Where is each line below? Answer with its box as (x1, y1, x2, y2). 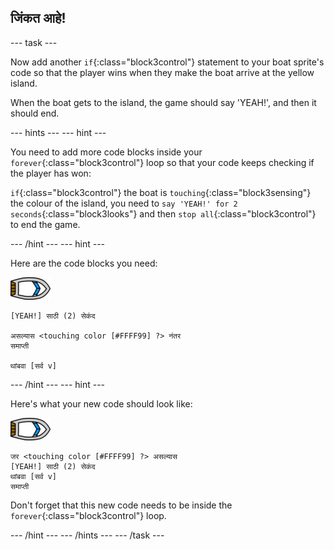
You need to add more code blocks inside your (10, 146, 203, 158)
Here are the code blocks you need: (10, 257, 158, 269)
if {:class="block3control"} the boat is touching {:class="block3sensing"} (10, 186, 312, 198)
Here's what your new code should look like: (10, 397, 193, 410)
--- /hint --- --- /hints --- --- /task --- (10, 529, 165, 541)
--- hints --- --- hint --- (10, 126, 107, 138)
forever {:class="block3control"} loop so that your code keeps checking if (10, 156, 315, 168)
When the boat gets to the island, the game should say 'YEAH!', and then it (10, 96, 317, 108)
